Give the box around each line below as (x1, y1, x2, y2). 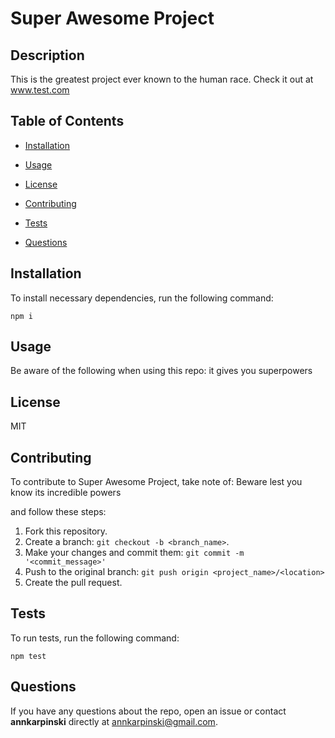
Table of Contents (10, 113, 125, 130)
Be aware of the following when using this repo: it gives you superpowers (10, 365, 313, 377)
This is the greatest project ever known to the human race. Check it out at (10, 73, 314, 85)
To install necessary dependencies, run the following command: (10, 292, 274, 304)
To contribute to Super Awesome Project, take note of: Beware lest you (10, 476, 303, 488)
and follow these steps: (10, 506, 107, 518)
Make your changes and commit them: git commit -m (24, 547, 245, 559)
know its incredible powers (10, 487, 122, 499)
